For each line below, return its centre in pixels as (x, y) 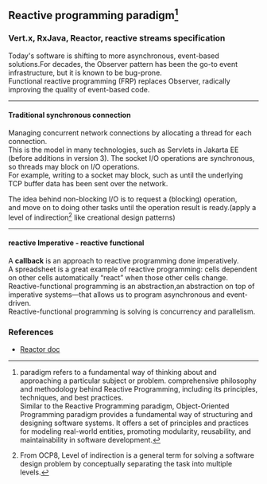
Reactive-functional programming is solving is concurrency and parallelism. (132, 311)
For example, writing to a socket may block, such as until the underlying (126, 175)
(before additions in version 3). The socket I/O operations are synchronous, (132, 158)
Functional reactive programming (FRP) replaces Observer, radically (119, 81)
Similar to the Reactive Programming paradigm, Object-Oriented (124, 406)
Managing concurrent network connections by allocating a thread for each (130, 133)
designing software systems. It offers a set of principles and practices (134, 423)
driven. (20, 302)
